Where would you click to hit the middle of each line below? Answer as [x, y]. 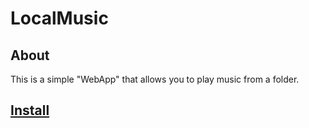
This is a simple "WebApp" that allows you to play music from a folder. [155, 79]
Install [30, 110]
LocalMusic [59, 18]
